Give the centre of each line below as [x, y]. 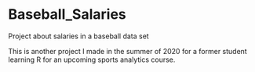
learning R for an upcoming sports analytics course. [92, 59]
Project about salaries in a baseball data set [78, 36]
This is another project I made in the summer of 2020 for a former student [127, 51]
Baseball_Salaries [67, 14]
